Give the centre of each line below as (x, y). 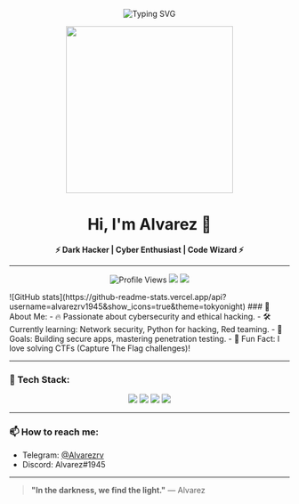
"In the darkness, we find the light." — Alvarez (118, 490)
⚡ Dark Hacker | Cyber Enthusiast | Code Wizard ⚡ (149, 249)
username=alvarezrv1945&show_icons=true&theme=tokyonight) (128, 306)
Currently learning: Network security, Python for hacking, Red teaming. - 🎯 (146, 329)
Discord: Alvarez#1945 (64, 464)
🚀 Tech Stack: (40, 379)
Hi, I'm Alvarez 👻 (149, 225)
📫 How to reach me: (54, 432)
